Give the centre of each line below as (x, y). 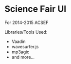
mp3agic (20, 52)
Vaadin (18, 41)
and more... (23, 57)
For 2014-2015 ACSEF (27, 22)
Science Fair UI (35, 9)
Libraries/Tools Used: (26, 32)
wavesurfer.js (25, 46)
